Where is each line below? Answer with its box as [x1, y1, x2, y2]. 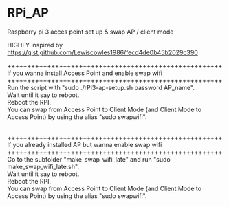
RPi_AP [7, 5, 50, 21]
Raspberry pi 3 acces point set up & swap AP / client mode [7, 28, 174, 36]
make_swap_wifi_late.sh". [7, 162, 79, 171]
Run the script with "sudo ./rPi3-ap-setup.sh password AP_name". [7, 83, 195, 91]
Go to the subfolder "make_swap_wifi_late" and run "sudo [7, 155, 171, 163]
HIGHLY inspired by [7, 41, 63, 49]
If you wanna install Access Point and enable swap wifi [7, 69, 163, 77]
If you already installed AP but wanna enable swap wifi [7, 140, 162, 149]
